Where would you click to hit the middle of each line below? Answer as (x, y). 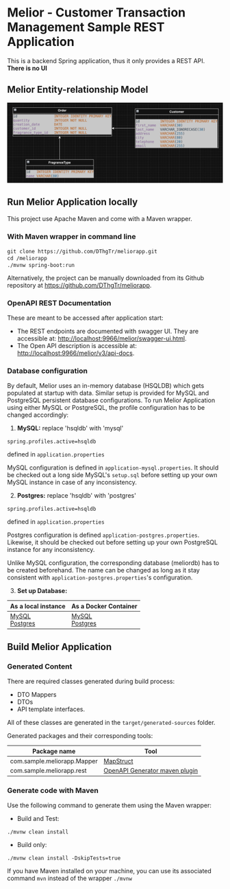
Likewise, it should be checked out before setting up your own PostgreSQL (112, 542)
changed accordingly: (38, 415)
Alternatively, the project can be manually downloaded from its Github (105, 278)
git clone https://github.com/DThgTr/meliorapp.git (82, 251)
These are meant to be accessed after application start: (85, 318)
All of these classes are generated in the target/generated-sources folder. (111, 723)
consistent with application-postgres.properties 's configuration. (100, 577)
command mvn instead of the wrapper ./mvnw (69, 878)
